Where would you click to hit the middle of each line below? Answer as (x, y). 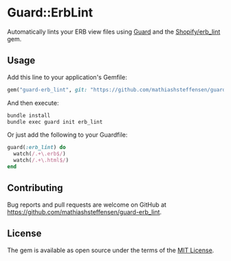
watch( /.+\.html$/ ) (41, 160)
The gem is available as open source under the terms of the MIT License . (111, 250)
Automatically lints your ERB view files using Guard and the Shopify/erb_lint (114, 32)
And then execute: (33, 103)
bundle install (29, 115)
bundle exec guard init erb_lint (55, 122)
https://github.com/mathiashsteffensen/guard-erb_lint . (85, 212)
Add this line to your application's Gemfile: (67, 77)
